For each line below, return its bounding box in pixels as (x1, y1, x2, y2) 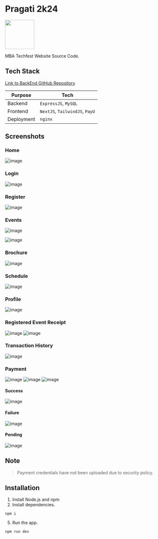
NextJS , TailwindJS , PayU (39, 108, 95, 115)
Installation (5, 483, 40, 492)
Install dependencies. (12, 502, 55, 508)
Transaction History (5, 342, 53, 349)
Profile (5, 296, 21, 303)
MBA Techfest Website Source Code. (5, 53, 79, 59)
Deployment (7, 115, 35, 122)
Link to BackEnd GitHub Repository (5, 80, 75, 86)
